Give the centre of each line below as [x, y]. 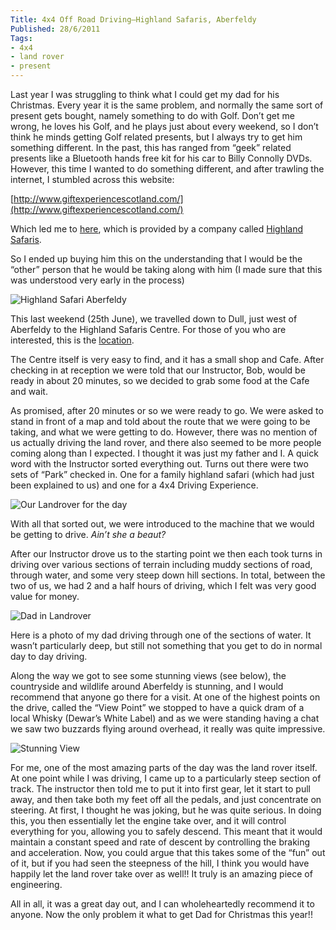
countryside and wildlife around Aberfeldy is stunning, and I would [147, 686]
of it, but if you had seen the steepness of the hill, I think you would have [160, 863]
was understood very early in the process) [97, 280]
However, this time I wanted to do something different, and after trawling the [167, 169]
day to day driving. [49, 656]
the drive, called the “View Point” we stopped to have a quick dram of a [157, 707]
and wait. [29, 391]
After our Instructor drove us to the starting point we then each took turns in [166, 554]
